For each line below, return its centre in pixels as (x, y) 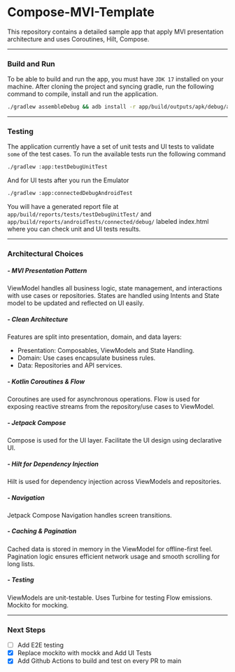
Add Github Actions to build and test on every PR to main (99, 661)
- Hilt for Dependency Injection (53, 464)
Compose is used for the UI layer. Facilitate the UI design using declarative (115, 440)
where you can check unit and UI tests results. (74, 229)
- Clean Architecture (38, 319)
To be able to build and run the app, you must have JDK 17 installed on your (115, 79)
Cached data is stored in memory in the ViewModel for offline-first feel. (110, 549)
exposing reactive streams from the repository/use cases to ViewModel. (111, 406)
